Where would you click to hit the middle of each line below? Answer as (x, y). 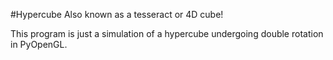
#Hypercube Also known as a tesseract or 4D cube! (117, 14)
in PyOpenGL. (39, 44)
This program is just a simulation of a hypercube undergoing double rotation (167, 33)
